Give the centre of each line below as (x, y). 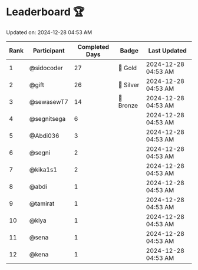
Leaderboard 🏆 (45, 12)
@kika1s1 (43, 169)
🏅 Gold (128, 68)
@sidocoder (46, 68)
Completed (93, 47)
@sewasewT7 (49, 101)
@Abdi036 (44, 136)
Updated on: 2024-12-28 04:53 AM (49, 32)
